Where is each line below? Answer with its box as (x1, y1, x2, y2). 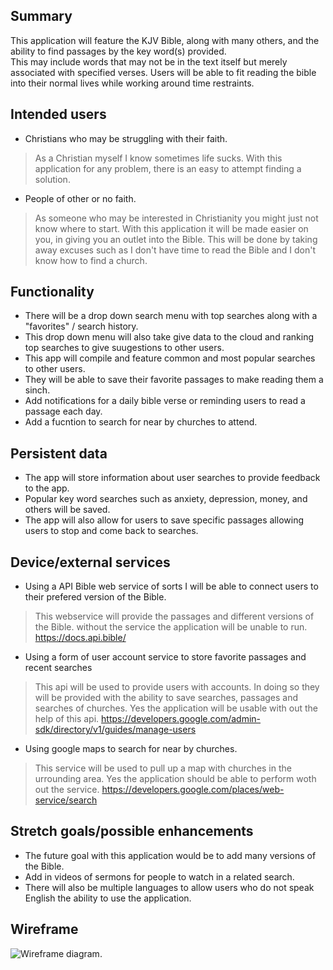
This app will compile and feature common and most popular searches (24, 352, 316, 364)
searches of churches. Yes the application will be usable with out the (34, 702, 318, 714)
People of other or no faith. (24, 192, 137, 204)
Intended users (10, 106, 107, 123)
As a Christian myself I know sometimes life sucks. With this (34, 152, 283, 164)
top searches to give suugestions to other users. (24, 342, 225, 354)
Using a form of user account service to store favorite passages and (24, 651, 307, 663)
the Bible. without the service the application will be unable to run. (34, 621, 308, 633)
